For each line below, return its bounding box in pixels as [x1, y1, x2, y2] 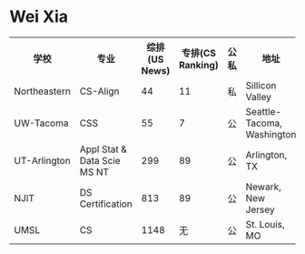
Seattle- [245, 105, 282, 117]
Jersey [245, 203, 275, 216]
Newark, [245, 180, 281, 193]
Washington [245, 127, 297, 140]
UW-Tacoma [14, 117, 69, 129]
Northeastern [14, 85, 71, 97]
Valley [245, 90, 272, 103]
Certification [79, 198, 133, 210]
